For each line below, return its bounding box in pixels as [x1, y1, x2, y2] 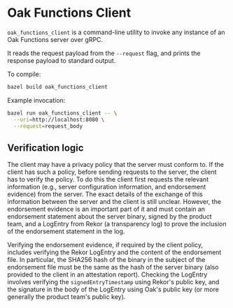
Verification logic [7, 142, 84, 154]
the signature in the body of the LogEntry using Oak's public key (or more [7, 285, 219, 294]
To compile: [7, 70, 41, 78]
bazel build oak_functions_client [7, 83, 108, 90]
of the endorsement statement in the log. [7, 227, 125, 235]
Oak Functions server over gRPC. [7, 35, 104, 43]
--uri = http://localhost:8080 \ [13, 116, 105, 123]
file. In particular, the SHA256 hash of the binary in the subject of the [7, 256, 206, 264]
